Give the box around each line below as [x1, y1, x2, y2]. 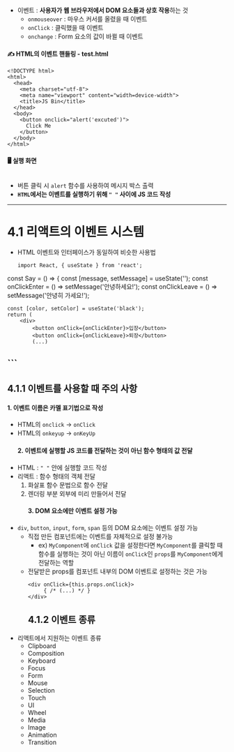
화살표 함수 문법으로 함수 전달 [27, 481, 108, 489]
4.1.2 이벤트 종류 [27, 614, 96, 626]
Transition [27, 738, 57, 746]
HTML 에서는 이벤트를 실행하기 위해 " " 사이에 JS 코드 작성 [17, 190, 171, 199]
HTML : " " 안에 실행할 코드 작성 [17, 463, 107, 472]
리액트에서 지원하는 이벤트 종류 [17, 633, 102, 642]
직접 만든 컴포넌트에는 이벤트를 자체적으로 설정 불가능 [27, 532, 173, 541]
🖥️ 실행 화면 [7, 156, 37, 165]
